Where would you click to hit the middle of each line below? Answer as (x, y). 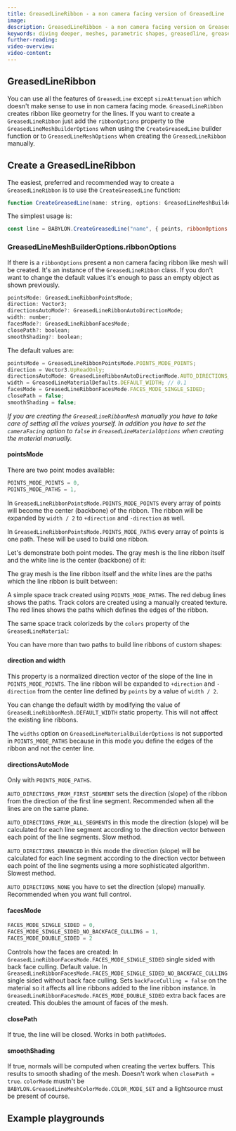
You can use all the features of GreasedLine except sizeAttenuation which (114, 98)
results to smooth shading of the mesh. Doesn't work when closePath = (111, 1074)
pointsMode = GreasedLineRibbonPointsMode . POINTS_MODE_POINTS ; (102, 363)
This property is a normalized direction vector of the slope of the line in (110, 676)
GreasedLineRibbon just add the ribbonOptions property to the (96, 121)
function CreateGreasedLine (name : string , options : (84, 203)
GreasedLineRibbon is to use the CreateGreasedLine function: (94, 190)
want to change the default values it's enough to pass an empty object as (113, 277)
